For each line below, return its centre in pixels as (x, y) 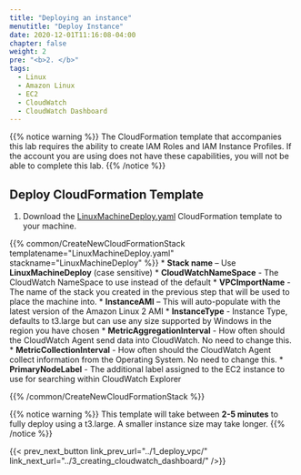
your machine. (50, 226)
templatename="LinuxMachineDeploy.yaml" (92, 253)
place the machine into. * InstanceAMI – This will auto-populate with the (145, 302)
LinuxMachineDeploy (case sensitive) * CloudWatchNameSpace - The (144, 273)
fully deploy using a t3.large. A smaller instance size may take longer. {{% (147, 424)
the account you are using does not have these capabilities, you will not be (149, 157)
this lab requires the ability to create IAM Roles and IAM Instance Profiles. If (150, 147)
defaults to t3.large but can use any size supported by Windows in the (140, 321)
